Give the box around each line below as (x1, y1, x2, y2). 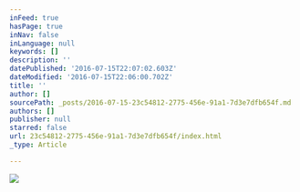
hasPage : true (9, 22, 64, 31)
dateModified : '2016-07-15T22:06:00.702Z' (9, 73, 173, 82)
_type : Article (9, 140, 67, 149)
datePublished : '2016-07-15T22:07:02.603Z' (9, 65, 178, 74)
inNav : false (9, 30, 59, 39)
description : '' (9, 56, 71, 65)
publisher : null (9, 115, 71, 124)
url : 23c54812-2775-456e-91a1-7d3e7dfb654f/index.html (9, 132, 222, 141)
